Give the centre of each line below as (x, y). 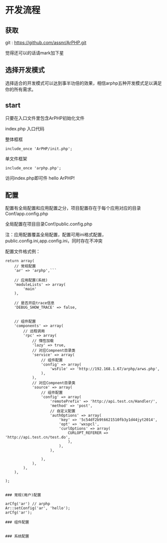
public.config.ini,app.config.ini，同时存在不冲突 (54, 241)
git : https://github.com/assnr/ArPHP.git (46, 42)
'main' (30, 289)
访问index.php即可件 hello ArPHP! (40, 178)
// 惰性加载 (43, 341)
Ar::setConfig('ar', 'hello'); (38, 508)
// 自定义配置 (63, 411)
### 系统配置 (17, 537)
